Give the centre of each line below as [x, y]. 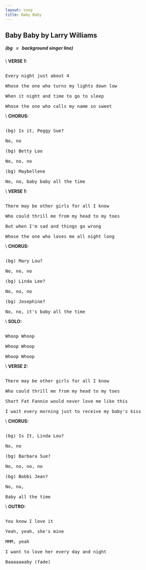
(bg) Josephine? [25, 301]
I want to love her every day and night [56, 551]
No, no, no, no [24, 466]
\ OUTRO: [16, 506]
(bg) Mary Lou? [24, 261]
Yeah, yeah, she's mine [35, 531]
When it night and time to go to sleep [55, 96]
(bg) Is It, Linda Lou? [35, 436]
